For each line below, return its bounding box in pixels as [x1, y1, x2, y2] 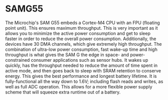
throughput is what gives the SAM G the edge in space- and [5, 51, 129, 58]
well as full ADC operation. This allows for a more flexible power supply [5, 83, 152, 89]
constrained [5, 57, 30, 63]
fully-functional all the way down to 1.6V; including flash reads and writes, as [5, 78, 163, 84]
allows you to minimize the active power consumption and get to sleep [5, 30, 151, 36]
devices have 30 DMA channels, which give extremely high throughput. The [5, 41, 162, 47]
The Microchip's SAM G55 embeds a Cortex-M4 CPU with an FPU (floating [5, 20, 160, 26]
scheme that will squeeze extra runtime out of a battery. [5, 89, 121, 95]
